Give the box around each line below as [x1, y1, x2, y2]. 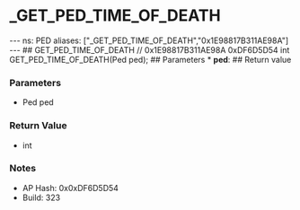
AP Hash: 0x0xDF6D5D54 [22, 182, 119, 193]
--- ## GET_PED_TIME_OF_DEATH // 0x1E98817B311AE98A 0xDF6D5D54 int [9, 44, 290, 55]
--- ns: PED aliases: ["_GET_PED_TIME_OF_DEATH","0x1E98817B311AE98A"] [9, 35, 289, 46]
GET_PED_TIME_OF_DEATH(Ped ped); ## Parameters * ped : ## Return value [9, 54, 292, 65]
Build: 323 [22, 192, 61, 203]
